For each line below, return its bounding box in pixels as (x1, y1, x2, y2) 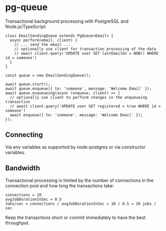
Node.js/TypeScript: (5, 23, 47, 29)
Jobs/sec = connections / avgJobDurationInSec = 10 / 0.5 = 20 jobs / (5, 201, 156, 206)
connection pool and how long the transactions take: (5, 183, 114, 189)
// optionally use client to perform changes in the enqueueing (10, 95, 147, 100)
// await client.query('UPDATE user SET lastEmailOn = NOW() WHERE (14, 51, 158, 56)
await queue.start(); (5, 82, 51, 87)
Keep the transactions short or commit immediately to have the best (5, 214, 146, 220)
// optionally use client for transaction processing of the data (14, 46, 156, 51)
